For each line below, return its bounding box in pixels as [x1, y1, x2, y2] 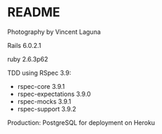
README [7, 4, 61, 20]
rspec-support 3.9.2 [17, 104, 77, 113]
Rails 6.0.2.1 [7, 41, 42, 49]
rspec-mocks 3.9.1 [17, 97, 72, 106]
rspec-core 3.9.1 [17, 82, 66, 90]
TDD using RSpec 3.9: [7, 68, 72, 77]
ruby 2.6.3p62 [7, 54, 49, 63]
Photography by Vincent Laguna [7, 28, 101, 36]
